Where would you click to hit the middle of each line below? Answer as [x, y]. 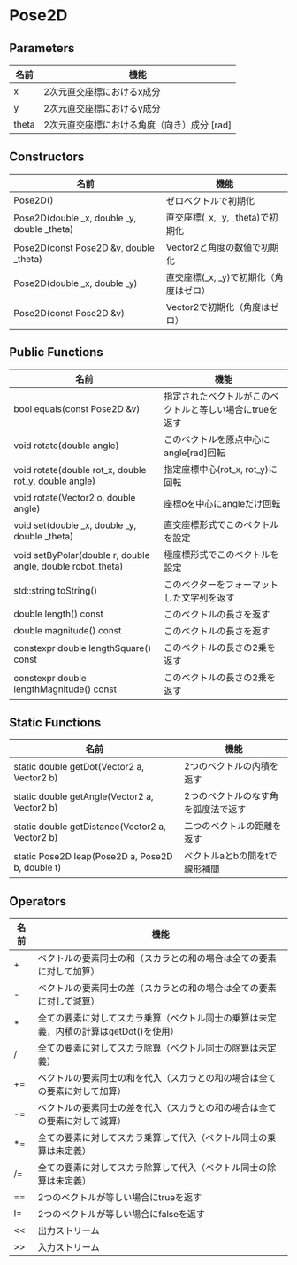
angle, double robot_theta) [69, 566]
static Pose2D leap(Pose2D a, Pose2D [94, 857]
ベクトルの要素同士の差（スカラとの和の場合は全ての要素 [157, 989]
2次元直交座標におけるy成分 [102, 109]
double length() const [58, 614]
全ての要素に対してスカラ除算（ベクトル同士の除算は [148, 1048]
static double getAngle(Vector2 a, [84, 796]
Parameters [42, 48]
